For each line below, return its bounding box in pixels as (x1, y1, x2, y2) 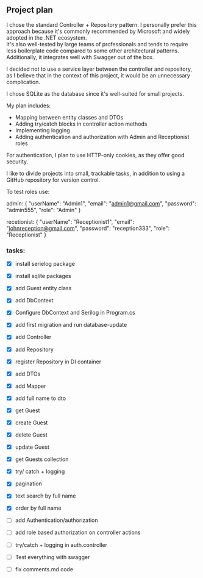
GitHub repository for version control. (6, 176, 101, 184)
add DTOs (15, 370, 41, 377)
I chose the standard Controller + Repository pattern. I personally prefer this (6, 21, 197, 28)
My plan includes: (6, 102, 51, 109)
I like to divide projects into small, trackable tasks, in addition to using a (6, 169, 185, 177)
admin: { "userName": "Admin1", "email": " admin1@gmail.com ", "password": (6, 199, 196, 207)
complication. (6, 78, 41, 85)
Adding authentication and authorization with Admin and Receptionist (15, 133, 190, 140)
